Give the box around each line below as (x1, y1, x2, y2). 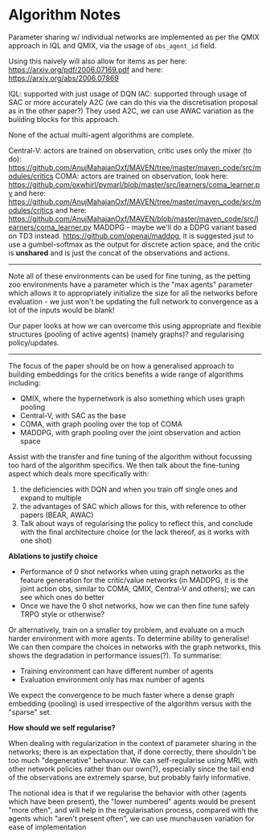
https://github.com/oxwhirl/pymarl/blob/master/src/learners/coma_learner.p (8, 179, 260, 190)
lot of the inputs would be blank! (8, 305, 115, 315)
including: (8, 377, 42, 387)
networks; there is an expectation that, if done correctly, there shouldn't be (8, 747, 257, 756)
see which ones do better (19, 592, 105, 601)
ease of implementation (8, 822, 87, 832)
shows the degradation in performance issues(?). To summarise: (8, 650, 223, 660)
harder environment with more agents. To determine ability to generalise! (8, 633, 250, 643)
